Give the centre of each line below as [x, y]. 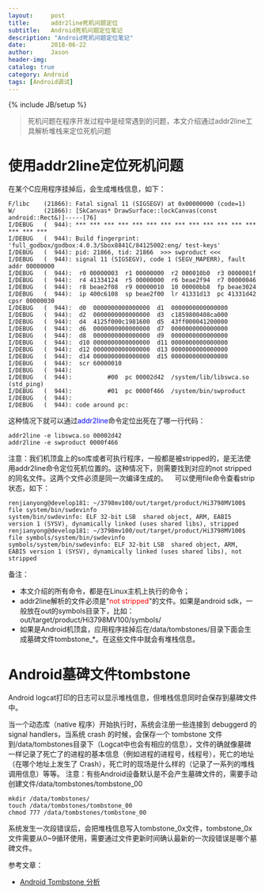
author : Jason [38, 52]
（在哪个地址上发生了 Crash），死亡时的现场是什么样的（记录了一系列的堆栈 [131, 764]
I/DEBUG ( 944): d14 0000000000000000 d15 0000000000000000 [118, 357]
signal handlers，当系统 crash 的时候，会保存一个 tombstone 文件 [115, 735]
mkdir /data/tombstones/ [49, 799]
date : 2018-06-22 [47, 45]
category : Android [38, 74]
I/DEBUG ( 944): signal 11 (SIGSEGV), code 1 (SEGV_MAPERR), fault [127, 260]
